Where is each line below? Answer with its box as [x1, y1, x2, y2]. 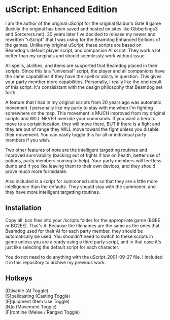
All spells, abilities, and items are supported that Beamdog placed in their [5, 62, 158, 68]
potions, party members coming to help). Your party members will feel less [5, 157, 162, 163]
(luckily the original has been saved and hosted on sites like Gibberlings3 [5, 25, 158, 31]
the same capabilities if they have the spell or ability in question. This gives [5, 73, 162, 79]
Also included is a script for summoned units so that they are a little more [5, 178, 158, 184]
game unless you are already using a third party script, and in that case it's [5, 238, 161, 244]
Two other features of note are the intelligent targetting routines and [5, 147, 148, 153]
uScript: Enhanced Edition [5, 4, 118, 15]
